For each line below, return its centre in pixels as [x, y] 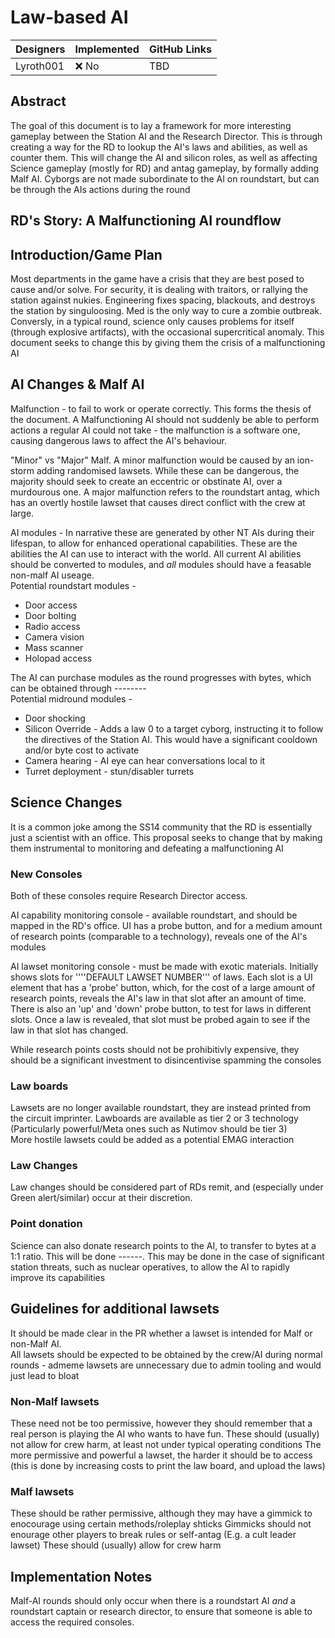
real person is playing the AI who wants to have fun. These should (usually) [165, 1433]
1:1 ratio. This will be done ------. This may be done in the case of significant [167, 1256]
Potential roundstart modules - [73, 585]
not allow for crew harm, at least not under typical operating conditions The [166, 1444]
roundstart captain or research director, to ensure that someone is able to [161, 1611]
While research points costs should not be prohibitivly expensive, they [155, 1049]
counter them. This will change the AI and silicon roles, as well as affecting [164, 157]
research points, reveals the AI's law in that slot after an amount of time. [158, 998]
